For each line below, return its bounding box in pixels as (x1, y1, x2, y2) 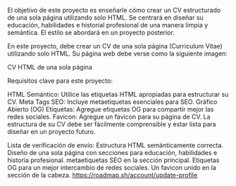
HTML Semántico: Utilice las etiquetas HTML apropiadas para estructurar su (7, 91, 229, 98)
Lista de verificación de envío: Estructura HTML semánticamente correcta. (7, 141, 224, 150)
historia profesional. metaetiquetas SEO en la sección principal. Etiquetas (7, 156, 220, 164)
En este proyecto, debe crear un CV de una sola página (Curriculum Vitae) (7, 42, 223, 50)
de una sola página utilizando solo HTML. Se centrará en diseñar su (7, 13, 204, 22)
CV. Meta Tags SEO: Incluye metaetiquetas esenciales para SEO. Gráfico (7, 98, 218, 106)
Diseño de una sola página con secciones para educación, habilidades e (7, 149, 218, 157)
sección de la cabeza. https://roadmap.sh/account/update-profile (7, 171, 198, 179)
